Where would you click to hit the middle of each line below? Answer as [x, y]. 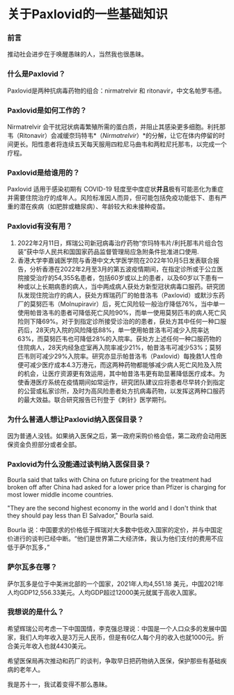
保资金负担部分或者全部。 [44, 444]
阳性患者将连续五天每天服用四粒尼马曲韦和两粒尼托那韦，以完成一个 [129, 144]
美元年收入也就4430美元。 [52, 646]
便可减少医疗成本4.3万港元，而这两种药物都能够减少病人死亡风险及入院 [119, 365]
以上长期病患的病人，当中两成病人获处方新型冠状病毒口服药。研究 [124, 286]
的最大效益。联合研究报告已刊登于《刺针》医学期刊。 [94, 399]
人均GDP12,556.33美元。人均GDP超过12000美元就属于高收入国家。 [104, 592]
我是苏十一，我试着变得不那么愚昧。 [59, 684]
